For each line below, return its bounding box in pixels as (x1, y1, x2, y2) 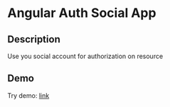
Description (7, 33, 60, 45)
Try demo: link (7, 91, 50, 100)
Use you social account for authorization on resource (7, 52, 164, 60)
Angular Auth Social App (7, 5, 156, 21)
